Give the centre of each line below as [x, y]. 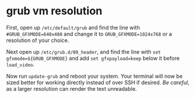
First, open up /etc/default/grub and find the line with [73, 27]
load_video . [20, 65]
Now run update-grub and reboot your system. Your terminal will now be [95, 76]
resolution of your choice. [38, 40]
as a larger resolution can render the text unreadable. [72, 88]
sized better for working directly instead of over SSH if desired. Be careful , [98, 82]
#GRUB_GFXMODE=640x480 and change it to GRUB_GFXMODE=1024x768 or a [89, 33]
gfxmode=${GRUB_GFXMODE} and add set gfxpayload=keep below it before [93, 58]
